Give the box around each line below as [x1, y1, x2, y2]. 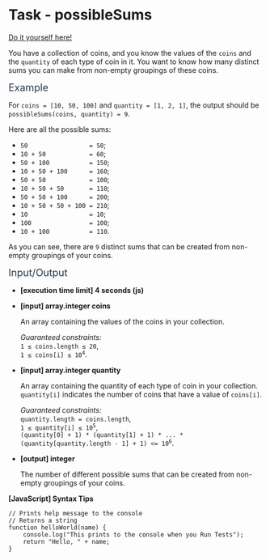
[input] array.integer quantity [19, 365, 121, 375]
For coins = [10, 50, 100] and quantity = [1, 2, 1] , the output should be [8, 100, 259, 110]
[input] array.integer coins [19, 301, 111, 311]
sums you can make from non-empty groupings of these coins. [8, 65, 219, 74]
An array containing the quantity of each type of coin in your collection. [19, 380, 259, 390]
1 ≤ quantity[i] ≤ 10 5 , [19, 422, 99, 432]
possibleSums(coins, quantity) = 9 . [8, 108, 131, 118]
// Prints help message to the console [8, 509, 143, 517]
